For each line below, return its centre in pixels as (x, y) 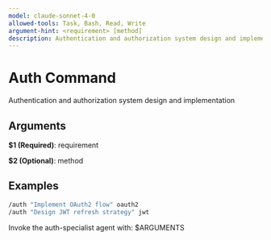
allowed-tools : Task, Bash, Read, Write (77, 23)
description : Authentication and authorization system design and (122, 38)
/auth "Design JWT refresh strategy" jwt (79, 212)
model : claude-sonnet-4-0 (52, 16)
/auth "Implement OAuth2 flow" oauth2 (73, 205)
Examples (33, 186)
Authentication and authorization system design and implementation (122, 101)
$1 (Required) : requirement (54, 145)
